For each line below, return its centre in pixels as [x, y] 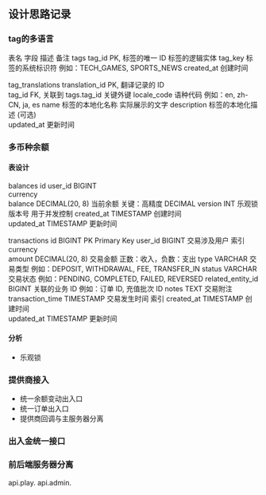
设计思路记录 [40, 14]
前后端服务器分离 [41, 465]
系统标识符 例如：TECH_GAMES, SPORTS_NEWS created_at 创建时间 [135, 68]
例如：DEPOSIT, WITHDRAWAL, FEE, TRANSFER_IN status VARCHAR [144, 268]
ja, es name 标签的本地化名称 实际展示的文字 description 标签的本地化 [137, 104]
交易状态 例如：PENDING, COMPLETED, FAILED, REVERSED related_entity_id [133, 279]
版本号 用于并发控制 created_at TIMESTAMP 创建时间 [95, 213]
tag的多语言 [31, 39]
